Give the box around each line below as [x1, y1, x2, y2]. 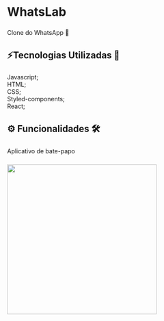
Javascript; [7, 73, 39, 81]
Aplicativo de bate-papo [7, 146, 75, 155]
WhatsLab [7, 4, 67, 20]
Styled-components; [7, 95, 65, 103]
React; [7, 102, 25, 110]
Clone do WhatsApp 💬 [7, 29, 70, 37]
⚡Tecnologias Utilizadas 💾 [7, 49, 120, 61]
